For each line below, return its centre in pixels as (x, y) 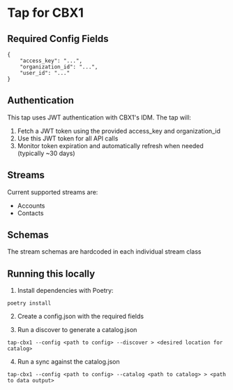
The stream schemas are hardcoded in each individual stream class (104, 252)
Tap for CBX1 (45, 13)
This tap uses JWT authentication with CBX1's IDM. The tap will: (99, 117)
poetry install (29, 303)
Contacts (30, 213)
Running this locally (51, 274)
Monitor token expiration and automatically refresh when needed (110, 145)
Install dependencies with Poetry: (65, 291)
